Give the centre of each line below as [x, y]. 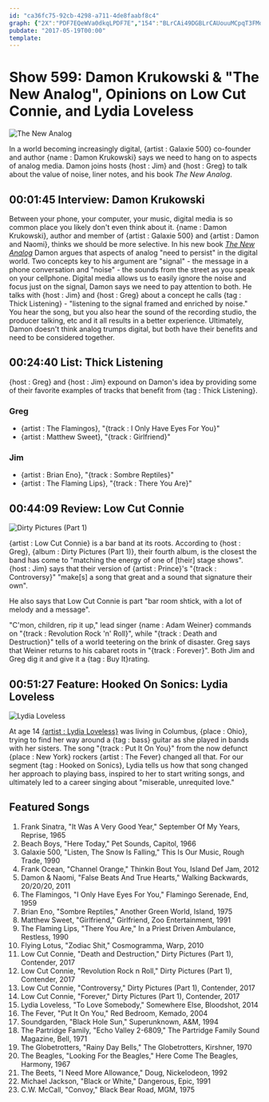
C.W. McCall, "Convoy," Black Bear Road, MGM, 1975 [107, 1089]
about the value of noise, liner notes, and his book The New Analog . [121, 174]
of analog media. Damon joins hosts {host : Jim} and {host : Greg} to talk [129, 166]
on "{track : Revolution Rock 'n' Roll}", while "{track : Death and [113, 634]
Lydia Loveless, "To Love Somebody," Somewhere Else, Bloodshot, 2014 [139, 1005]
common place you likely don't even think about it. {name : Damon [118, 227]
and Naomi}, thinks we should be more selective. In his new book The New [132, 244]
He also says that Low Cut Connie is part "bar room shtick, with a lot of [126, 601]
